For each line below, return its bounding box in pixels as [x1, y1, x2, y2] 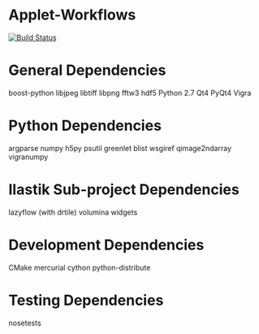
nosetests [8, 318, 42, 327]
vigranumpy [8, 152, 49, 162]
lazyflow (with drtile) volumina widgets [8, 207, 138, 217]
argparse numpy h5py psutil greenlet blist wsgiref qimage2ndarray [8, 143, 232, 153]
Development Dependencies [8, 236, 205, 254]
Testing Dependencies [8, 291, 164, 310]
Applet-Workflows [8, 6, 136, 24]
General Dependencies [8, 61, 166, 80]
